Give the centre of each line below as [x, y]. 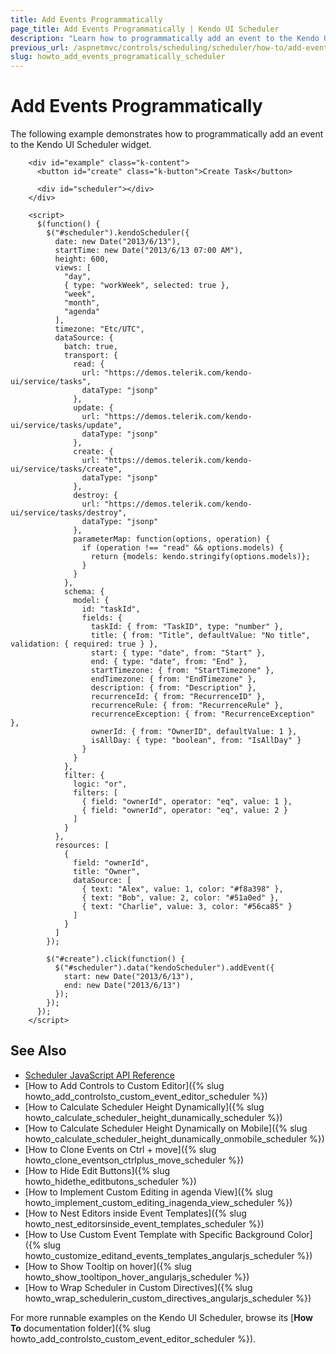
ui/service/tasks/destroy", [69, 513]
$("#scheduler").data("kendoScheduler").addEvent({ [164, 968]
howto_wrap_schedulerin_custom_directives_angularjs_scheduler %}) [168, 1298]
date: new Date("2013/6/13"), [118, 242]
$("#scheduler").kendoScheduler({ [118, 233]
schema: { [84, 592]
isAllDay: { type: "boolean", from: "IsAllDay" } [196, 741]
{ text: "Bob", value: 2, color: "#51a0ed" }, [180, 898]
